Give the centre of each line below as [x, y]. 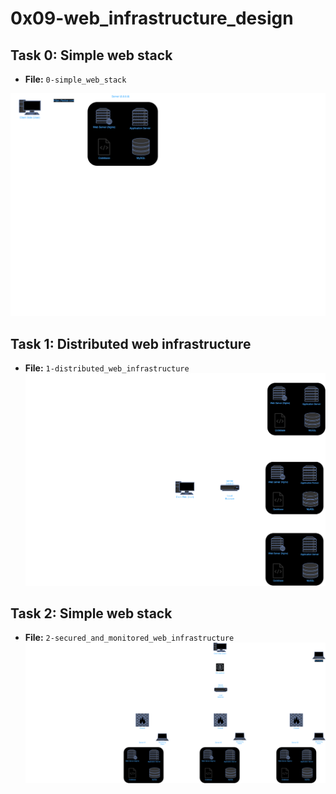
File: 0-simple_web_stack [75, 79]
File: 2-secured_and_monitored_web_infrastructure [129, 638]
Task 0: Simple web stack [91, 55]
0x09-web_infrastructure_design [152, 18]
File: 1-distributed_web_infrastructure [107, 368]
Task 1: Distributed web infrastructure [131, 343]
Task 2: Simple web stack [91, 613]
